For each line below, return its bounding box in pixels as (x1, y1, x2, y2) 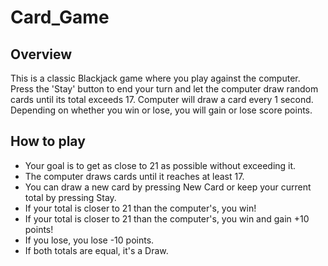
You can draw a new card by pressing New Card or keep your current (24, 181, 312, 193)
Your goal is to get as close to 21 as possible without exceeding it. (24, 159, 297, 171)
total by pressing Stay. (24, 191, 117, 203)
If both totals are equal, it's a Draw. (24, 244, 169, 256)
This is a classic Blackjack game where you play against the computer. (10, 72, 301, 84)
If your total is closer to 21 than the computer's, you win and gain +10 (24, 212, 310, 225)
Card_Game (10, 6, 110, 29)
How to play (10, 133, 86, 150)
